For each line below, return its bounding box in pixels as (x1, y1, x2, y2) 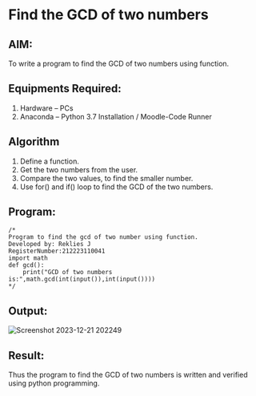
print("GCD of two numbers (22, 269, 113, 277)
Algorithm (8, 135, 60, 149)
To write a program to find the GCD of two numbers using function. (8, 59, 230, 68)
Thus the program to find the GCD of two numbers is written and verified (8, 370, 248, 380)
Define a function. (19, 156, 80, 166)
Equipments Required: (8, 82, 122, 95)
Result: (8, 349, 45, 362)
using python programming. (8, 378, 100, 388)
